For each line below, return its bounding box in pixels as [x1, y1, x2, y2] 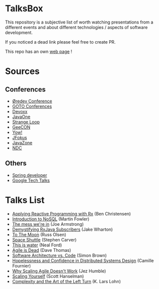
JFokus [12, 134, 27, 140]
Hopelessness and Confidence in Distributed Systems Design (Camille [12, 258, 154, 264]
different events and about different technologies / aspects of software [5, 24, 148, 30]
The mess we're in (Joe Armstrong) [12, 221, 84, 227]
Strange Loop [12, 119, 40, 125]
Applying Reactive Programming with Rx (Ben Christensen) [12, 211, 131, 217]
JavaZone [12, 140, 33, 145]
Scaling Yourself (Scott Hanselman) [12, 273, 84, 279]
